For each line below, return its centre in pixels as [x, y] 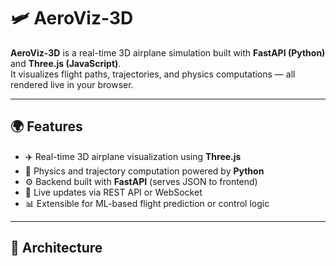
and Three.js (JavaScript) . [66, 63]
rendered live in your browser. [72, 84]
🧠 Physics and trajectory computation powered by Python [144, 171]
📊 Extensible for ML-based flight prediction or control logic [147, 203]
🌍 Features [46, 126]
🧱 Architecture [56, 248]
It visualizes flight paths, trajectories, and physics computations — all [153, 74]
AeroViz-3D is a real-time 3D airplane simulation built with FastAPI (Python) [168, 52]
